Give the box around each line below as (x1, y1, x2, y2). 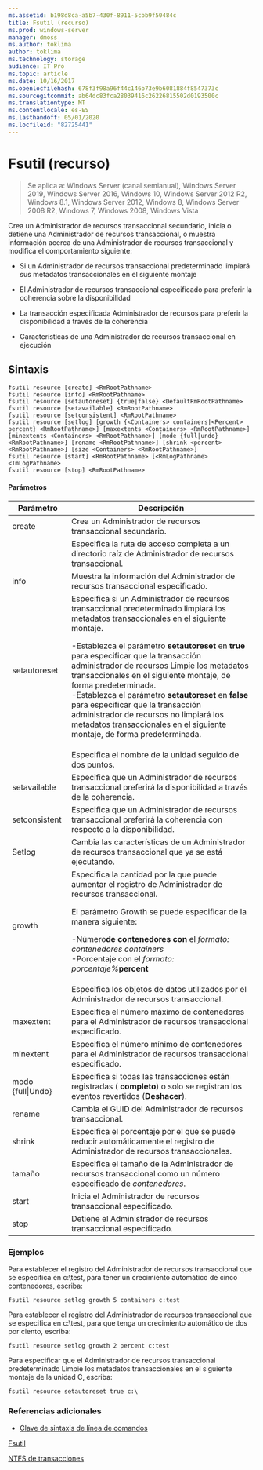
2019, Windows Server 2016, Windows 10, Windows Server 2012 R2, (27, 189, 247, 199)
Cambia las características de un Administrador (71, 837, 246, 848)
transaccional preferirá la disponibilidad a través (71, 782, 248, 793)
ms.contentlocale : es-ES (8, 107, 89, 115)
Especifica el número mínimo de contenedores (71, 1038, 243, 1049)
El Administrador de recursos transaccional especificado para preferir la (19, 284, 253, 294)
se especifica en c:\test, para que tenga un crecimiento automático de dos (8, 1319, 248, 1327)
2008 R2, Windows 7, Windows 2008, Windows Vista (27, 206, 199, 215)
